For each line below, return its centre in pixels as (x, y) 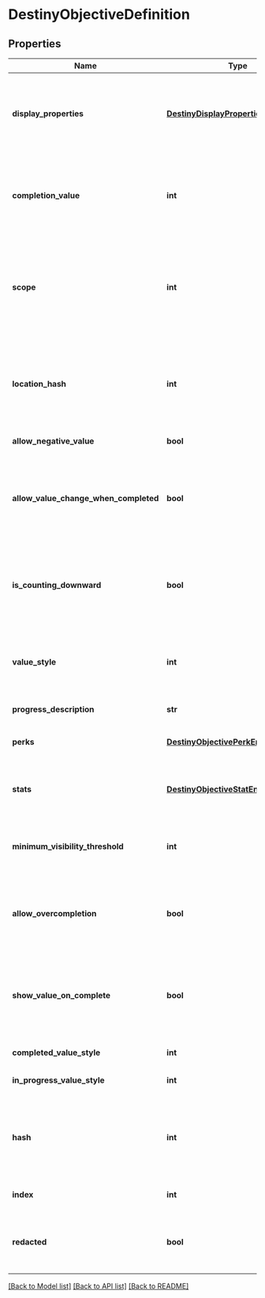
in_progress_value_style (58, 1080)
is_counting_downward (57, 585)
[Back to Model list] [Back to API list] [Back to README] (99, 1286)
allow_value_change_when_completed (86, 498)
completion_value (46, 195)
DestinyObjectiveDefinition (99, 15)
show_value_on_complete (62, 995)
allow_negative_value (53, 441)
